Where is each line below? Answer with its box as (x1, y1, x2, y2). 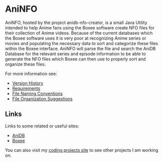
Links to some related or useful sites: (5, 123, 80, 129)
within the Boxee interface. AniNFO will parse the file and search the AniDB (5, 46, 156, 51)
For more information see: (5, 70, 57, 76)
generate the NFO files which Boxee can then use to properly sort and (5, 56, 146, 62)
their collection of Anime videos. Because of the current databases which (5, 30, 153, 36)
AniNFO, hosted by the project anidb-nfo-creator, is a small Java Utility (5, 20, 147, 25)
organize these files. (5, 61, 46, 67)
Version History (12, 80, 43, 86)
